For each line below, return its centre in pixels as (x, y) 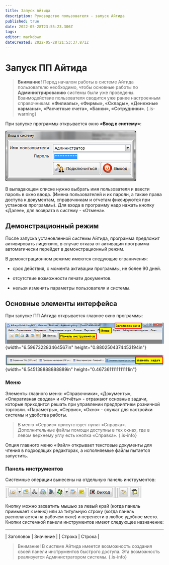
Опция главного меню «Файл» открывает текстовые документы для (79, 445)
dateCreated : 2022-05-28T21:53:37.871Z (47, 43)
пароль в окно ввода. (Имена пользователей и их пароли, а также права (83, 194)
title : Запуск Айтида (28, 11)
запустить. (17, 455)
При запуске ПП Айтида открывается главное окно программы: (74, 316)
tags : (11, 32)
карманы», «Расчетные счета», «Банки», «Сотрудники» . (81, 109)
